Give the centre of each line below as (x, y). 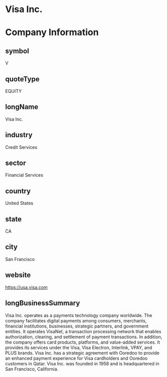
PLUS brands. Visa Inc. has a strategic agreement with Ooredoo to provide (82, 353)
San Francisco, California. (32, 369)
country (18, 191)
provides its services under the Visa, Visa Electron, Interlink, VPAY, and (79, 347)
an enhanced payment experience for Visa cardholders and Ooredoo (76, 358)
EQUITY (14, 91)
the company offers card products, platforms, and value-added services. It (82, 342)
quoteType (22, 79)
